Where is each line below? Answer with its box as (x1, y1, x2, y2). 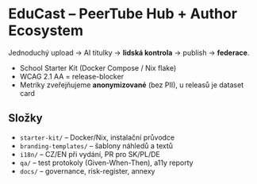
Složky (8, 112, 43, 125)
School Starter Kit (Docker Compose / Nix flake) (19, 63, 177, 72)
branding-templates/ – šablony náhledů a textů (19, 140, 173, 151)
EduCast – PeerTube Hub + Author (8, 5, 238, 23)
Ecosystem (8, 21, 84, 40)
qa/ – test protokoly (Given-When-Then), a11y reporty (19, 158, 194, 167)
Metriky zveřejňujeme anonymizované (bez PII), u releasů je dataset (19, 80, 244, 90)
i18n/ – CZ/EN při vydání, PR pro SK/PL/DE (19, 149, 160, 159)
